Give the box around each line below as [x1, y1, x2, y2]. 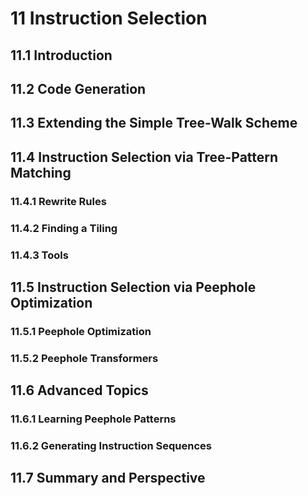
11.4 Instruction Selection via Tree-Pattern [10, 148, 279, 166]
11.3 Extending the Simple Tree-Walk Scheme [10, 115, 298, 132]
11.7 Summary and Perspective [10, 470, 206, 487]
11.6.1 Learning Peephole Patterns [10, 412, 177, 426]
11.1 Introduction [10, 47, 113, 64]
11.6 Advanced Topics [10, 382, 149, 399]
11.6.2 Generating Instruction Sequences [10, 438, 212, 452]
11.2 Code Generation [10, 80, 147, 97]
